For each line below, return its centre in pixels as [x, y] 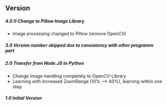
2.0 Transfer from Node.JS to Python [45, 63]
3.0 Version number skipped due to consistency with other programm [79, 45]
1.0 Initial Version [24, 98]
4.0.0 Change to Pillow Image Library [45, 21]
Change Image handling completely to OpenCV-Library [69, 76]
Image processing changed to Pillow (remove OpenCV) [69, 34]
